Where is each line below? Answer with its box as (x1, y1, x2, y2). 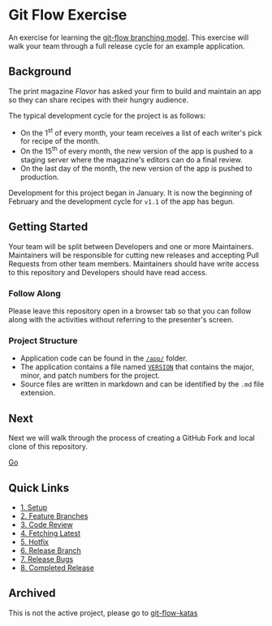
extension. (19, 388, 55, 398)
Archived (8, 586, 56, 600)
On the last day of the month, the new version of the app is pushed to (19, 164, 253, 174)
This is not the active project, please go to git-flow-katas (8, 607, 198, 618)
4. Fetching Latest (19, 529, 81, 538)
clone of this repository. (8, 442, 88, 451)
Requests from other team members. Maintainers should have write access (8, 258, 260, 269)
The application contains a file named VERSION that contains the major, (19, 362, 254, 372)
